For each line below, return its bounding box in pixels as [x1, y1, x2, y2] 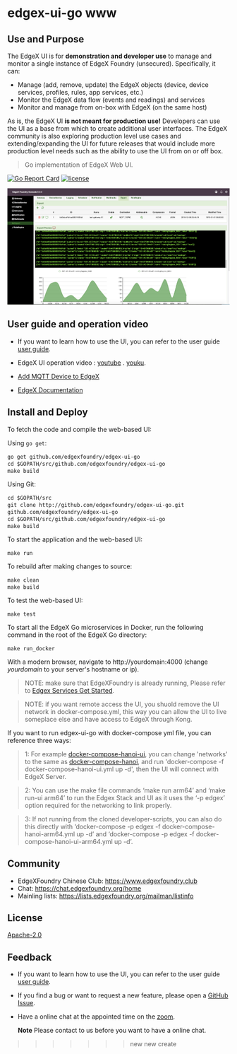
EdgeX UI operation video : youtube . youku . [17, 358, 146, 367]
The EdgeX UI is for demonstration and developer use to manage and [7, 52, 212, 60]
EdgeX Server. [24, 772, 67, 780]
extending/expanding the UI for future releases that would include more [7, 139, 216, 148]
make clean [7, 576, 39, 584]
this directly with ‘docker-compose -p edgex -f [24, 822, 161, 831]
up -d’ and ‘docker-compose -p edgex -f [76, 829, 195, 838]
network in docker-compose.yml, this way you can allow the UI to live [24, 707, 227, 715]
